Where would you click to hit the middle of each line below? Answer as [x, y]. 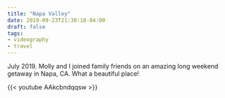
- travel [20, 46]
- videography [28, 40]
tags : [15, 33]
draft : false [26, 27]
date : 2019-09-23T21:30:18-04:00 [56, 20]
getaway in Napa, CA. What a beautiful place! [73, 73]
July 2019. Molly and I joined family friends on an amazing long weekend [113, 66]
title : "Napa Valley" [39, 14]
